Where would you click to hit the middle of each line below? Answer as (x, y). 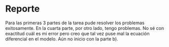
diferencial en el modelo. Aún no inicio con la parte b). (62, 39)
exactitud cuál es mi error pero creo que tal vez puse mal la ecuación (77, 33)
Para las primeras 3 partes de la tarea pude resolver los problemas (75, 23)
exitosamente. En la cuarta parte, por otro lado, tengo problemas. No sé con (84, 28)
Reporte (23, 9)
